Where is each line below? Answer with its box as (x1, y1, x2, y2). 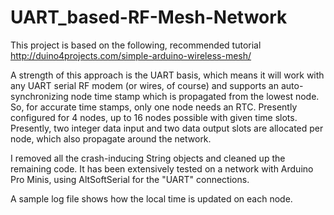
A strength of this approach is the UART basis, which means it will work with (10, 69, 325, 81)
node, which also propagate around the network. (10, 132, 212, 145)
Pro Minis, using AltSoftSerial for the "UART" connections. (10, 173, 250, 185)
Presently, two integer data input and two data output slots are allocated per (10, 122, 324, 134)
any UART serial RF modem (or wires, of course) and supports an (10, 79, 279, 91)
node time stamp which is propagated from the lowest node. (70, 90, 320, 102)
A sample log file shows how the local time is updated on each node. (10, 192, 293, 205)
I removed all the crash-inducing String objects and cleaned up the (10, 152, 286, 164)
